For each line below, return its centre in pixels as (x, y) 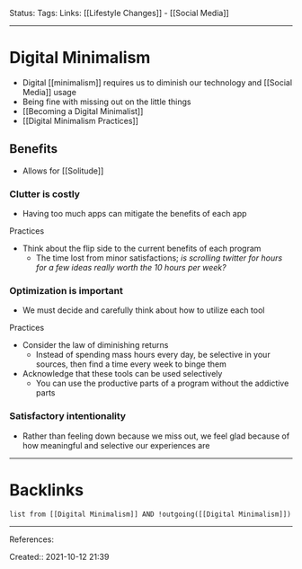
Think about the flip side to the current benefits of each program (142, 249)
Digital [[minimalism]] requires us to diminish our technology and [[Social (157, 82)
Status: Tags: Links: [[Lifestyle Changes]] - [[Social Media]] (119, 13)
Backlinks (47, 490)
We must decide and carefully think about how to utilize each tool (143, 310)
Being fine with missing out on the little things (107, 102)
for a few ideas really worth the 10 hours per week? (131, 268)
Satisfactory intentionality (68, 416)
